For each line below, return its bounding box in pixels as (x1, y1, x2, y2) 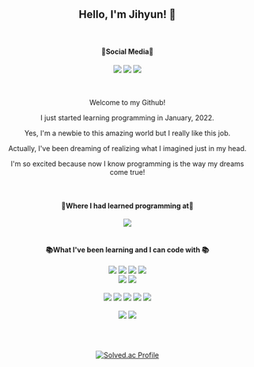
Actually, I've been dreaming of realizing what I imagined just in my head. (8, 144, 247, 153)
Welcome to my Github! (89, 98, 166, 108)
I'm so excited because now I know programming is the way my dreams (10, 159, 245, 168)
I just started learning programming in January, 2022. (40, 113, 214, 123)
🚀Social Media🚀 (100, 47, 154, 56)
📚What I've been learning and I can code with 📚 (45, 244, 210, 254)
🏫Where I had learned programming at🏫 (61, 201, 194, 210)
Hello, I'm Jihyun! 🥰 (78, 8, 176, 21)
